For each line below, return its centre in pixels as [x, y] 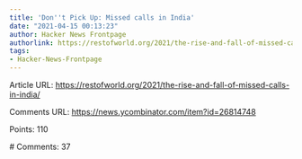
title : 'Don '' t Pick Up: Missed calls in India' [102, 18]
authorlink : [31, 43]
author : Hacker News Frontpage [68, 34]
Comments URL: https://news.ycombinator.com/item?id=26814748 [133, 112]
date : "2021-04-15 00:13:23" [64, 26]
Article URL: [31, 85]
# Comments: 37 [40, 146]
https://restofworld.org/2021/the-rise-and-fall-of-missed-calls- [173, 85]
